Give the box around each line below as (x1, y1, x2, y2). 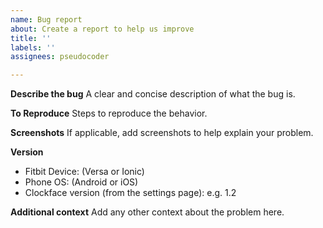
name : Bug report (10, 14, 83, 25)
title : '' (10, 33, 52, 43)
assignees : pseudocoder (10, 52, 110, 62)
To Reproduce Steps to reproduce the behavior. (10, 107, 208, 120)
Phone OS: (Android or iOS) (24, 176, 139, 188)
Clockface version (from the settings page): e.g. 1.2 (24, 187, 237, 199)
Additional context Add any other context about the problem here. (10, 206, 285, 218)
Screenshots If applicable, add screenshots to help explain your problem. (10, 127, 314, 139)
